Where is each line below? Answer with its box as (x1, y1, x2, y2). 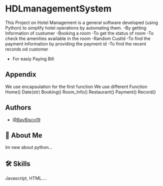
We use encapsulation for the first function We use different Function (5, 83, 147, 89)
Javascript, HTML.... (5, 175, 47, 181)
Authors (5, 103, 31, 112)
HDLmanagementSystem (5, 3, 111, 14)
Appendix (5, 70, 36, 79)
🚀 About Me (5, 131, 42, 139)
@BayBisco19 (12, 116, 41, 122)
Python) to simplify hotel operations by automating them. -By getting (5, 24, 146, 30)
